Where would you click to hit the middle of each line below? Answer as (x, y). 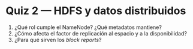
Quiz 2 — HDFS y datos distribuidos (96, 11)
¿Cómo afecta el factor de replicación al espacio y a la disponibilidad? (100, 33)
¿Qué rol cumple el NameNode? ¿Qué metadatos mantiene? (88, 27)
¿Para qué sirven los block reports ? (58, 40)
